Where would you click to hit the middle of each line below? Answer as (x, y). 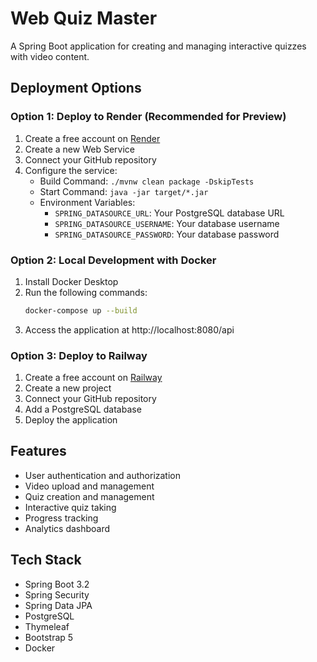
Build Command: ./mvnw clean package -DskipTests (147, 181)
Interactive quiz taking (70, 507)
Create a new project (68, 388)
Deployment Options (76, 88)
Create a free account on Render (92, 138)
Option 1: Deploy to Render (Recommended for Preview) (148, 117)
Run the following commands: (86, 292)
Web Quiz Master (84, 18)
